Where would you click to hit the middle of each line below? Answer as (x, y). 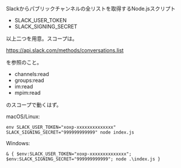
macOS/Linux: (23, 116)
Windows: (18, 143)
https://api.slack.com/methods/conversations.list (65, 50)
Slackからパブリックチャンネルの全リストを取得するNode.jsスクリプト (91, 8)
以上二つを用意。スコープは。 (42, 39)
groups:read (29, 80)
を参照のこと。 (24, 62)
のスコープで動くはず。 (34, 105)
